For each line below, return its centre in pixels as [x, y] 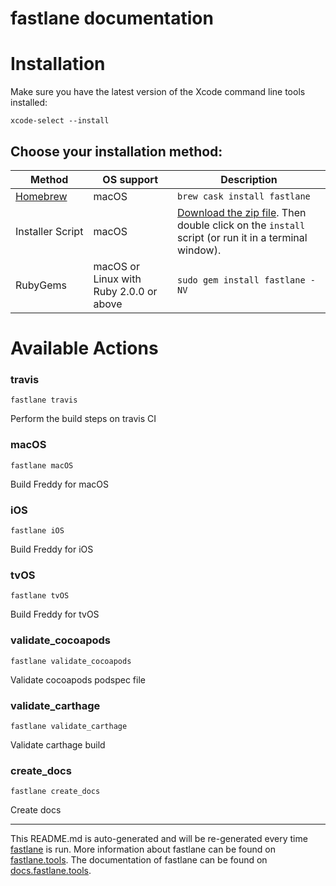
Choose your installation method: [116, 151]
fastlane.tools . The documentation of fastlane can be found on [139, 860]
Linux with [117, 279]
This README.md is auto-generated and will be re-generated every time [159, 839]
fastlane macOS [42, 465]
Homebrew [41, 196]
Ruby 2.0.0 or [125, 291]
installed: [29, 103]
